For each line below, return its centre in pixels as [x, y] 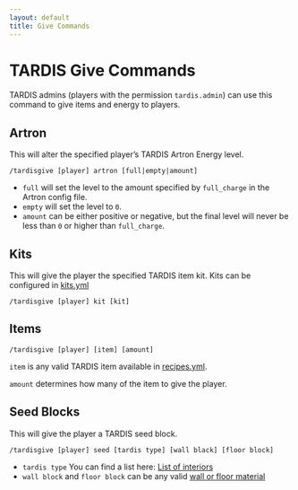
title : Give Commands [50, 26]
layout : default [39, 17]
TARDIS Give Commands [102, 70]
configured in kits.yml [49, 285]
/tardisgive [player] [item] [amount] [81, 350]
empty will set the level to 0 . [72, 206]
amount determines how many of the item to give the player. [118, 383]
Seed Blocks [45, 412]
